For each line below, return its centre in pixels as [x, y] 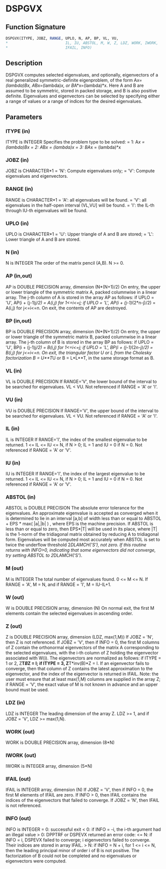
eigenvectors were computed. [36, 861]
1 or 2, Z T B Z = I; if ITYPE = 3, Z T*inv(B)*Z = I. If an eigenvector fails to [78, 663]
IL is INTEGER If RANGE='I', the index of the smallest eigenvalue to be [76, 439]
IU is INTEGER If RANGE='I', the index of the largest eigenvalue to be [75, 474]
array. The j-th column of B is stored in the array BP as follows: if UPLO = [80, 342]
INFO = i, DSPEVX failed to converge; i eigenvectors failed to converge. [78, 840]
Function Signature [36, 27]
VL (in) [14, 370]
